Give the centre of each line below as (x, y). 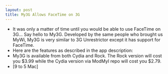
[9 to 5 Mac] (25, 66)
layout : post (19, 10)
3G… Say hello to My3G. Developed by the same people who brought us (88, 34)
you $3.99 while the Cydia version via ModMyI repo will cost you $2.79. (87, 61)
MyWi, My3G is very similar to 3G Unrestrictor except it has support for (86, 40)
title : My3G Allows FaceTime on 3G (43, 15)
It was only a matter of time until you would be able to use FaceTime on (87, 29)
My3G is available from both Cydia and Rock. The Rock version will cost (87, 55)
